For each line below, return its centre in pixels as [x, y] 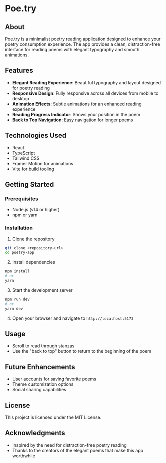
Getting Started [30, 185]
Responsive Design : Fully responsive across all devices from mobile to [85, 93]
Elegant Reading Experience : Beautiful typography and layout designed [87, 82]
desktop [21, 98]
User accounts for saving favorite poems [54, 379]
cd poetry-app [20, 253]
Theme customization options [43, 384]
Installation [19, 228]
